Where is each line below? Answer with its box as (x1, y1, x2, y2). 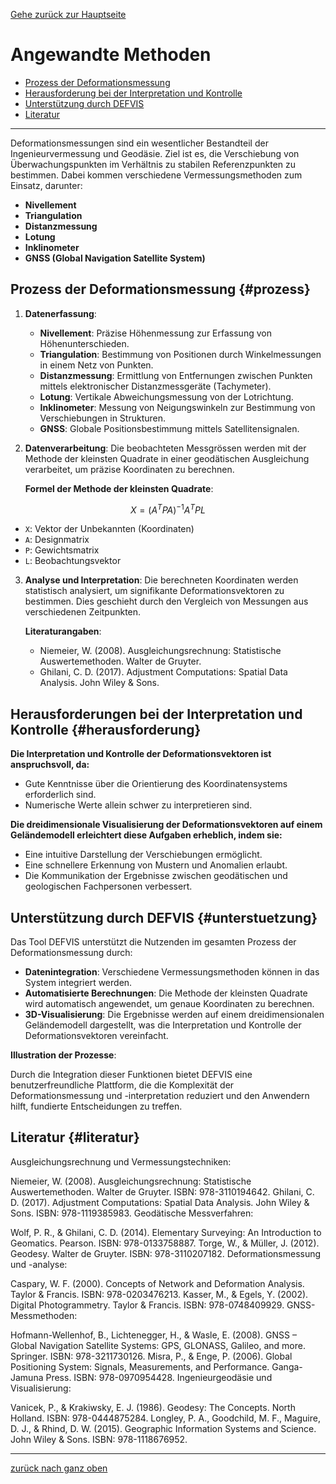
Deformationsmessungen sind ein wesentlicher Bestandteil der (10, 137, 269, 149)
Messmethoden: (10, 1309, 78, 1321)
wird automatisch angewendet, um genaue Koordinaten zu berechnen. (24, 998, 315, 1010)
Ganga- (271, 1360, 303, 1373)
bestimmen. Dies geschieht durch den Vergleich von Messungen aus (24, 595, 309, 608)
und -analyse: (10, 1258, 68, 1270)
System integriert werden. (24, 977, 133, 989)
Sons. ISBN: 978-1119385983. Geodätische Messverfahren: (10, 1207, 254, 1219)
